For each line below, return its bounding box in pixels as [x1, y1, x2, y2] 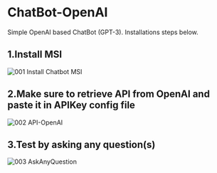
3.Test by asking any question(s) [7, 138, 156, 150]
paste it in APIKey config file [7, 99, 135, 111]
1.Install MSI [7, 48, 63, 61]
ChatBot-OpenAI [7, 4, 108, 21]
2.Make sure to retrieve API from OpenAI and [7, 88, 210, 100]
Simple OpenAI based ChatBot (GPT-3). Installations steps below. [7, 28, 199, 36]
